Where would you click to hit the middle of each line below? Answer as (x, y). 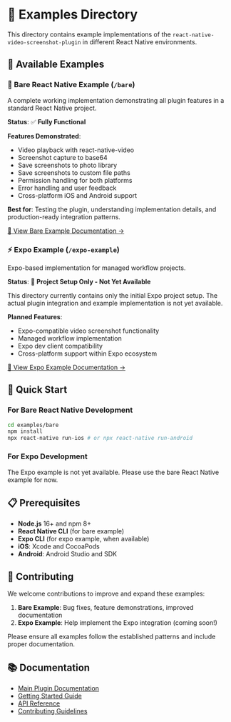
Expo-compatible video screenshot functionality (88, 331)
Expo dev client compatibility (60, 346)
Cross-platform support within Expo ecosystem (87, 354)
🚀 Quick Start (37, 390)
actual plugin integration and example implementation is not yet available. (115, 303)
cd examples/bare (33, 425)
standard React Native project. (52, 108)
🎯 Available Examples (56, 65)
